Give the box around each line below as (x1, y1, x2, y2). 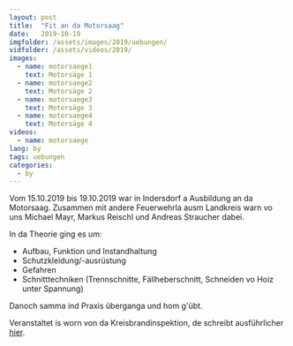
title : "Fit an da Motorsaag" (9, 21, 124, 30)
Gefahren (21, 265, 56, 275)
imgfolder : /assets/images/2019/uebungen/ (9, 37, 168, 47)
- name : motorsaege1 (17, 63, 93, 71)
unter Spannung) (21, 283, 84, 294)
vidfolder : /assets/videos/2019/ (9, 46, 132, 55)
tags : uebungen (9, 152, 65, 162)
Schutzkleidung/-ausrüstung (21, 255, 126, 266)
